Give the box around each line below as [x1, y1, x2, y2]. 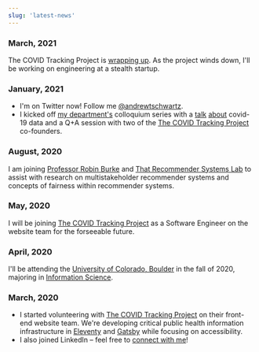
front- [225, 310, 245, 320]
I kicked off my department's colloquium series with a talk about [19, 109, 228, 119]
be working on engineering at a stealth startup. [8, 64, 160, 73]
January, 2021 [8, 83, 64, 94]
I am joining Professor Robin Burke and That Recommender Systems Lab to [8, 164, 252, 173]
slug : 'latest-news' [8, 11, 76, 20]
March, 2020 [8, 292, 59, 303]
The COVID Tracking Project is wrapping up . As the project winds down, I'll [8, 55, 250, 65]
